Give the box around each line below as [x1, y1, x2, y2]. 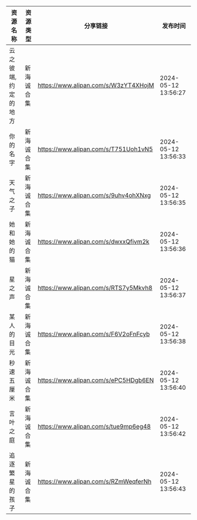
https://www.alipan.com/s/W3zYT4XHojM [38, 82, 154, 89]
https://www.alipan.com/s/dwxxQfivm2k [38, 238, 150, 245]
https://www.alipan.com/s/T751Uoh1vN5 [38, 145, 154, 153]
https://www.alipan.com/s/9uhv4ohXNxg [38, 191, 151, 199]
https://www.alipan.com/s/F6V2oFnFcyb [38, 330, 150, 338]
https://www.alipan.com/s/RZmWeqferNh [38, 478, 152, 485]
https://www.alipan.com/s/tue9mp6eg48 [38, 423, 151, 430]
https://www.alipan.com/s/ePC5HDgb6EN [38, 376, 154, 384]
